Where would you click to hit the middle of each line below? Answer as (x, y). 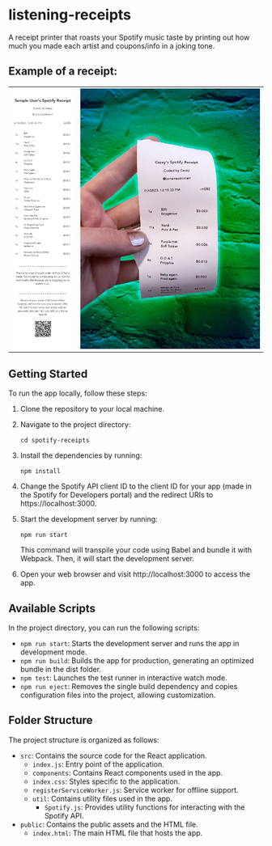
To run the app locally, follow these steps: (78, 393)
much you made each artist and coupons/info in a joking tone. (112, 45)
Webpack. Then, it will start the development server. (107, 559)
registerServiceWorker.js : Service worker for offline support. (135, 789)
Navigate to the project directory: (75, 425)
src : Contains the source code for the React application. (114, 755)
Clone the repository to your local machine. (92, 409)
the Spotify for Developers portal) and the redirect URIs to (117, 495)
